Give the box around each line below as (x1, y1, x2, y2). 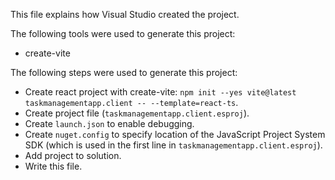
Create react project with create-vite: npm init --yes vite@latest (24, 86, 297, 98)
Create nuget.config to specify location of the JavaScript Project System (24, 129, 326, 140)
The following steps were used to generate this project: (10, 67, 238, 78)
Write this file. (24, 160, 83, 172)
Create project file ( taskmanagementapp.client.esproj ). (24, 107, 250, 119)
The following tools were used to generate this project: (10, 28, 236, 39)
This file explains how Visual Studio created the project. (10, 9, 240, 20)
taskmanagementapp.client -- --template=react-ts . (24, 97, 239, 108)
